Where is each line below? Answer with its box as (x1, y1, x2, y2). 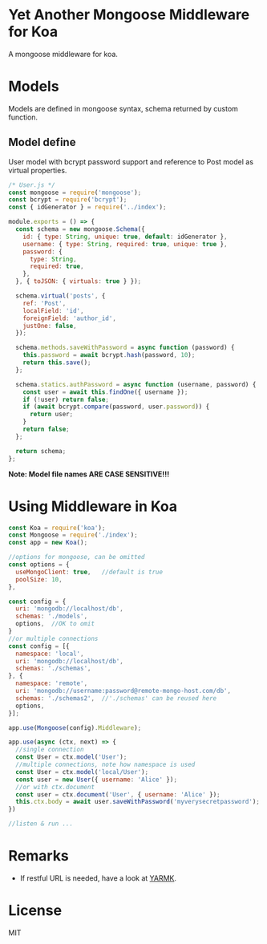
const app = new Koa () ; (8, 539, 88, 547)
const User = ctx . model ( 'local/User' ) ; (15, 768, 149, 776)
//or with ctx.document (15, 783, 95, 791)
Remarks (8, 847, 70, 865)
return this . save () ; (22, 359, 91, 367)
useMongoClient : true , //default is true (15, 568, 163, 576)
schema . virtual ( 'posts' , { (15, 292, 106, 300)
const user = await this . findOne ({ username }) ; (22, 387, 188, 396)
